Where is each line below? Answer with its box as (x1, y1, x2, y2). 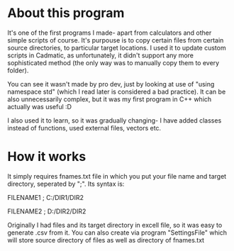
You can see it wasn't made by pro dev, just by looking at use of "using (7, 79, 215, 88)
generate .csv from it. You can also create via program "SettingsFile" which (7, 228, 228, 237)
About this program (7, 5, 125, 21)
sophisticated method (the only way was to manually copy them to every (7, 58, 220, 67)
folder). (7, 66, 29, 74)
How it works (7, 149, 87, 164)
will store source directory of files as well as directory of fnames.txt (7, 235, 204, 244)
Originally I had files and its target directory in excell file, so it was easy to (7, 221, 223, 229)
